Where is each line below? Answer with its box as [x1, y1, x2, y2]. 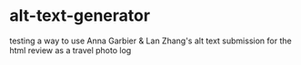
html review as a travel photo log [9, 44, 132, 55]
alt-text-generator [9, 5, 151, 26]
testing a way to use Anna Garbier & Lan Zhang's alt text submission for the [9, 35, 293, 46]
